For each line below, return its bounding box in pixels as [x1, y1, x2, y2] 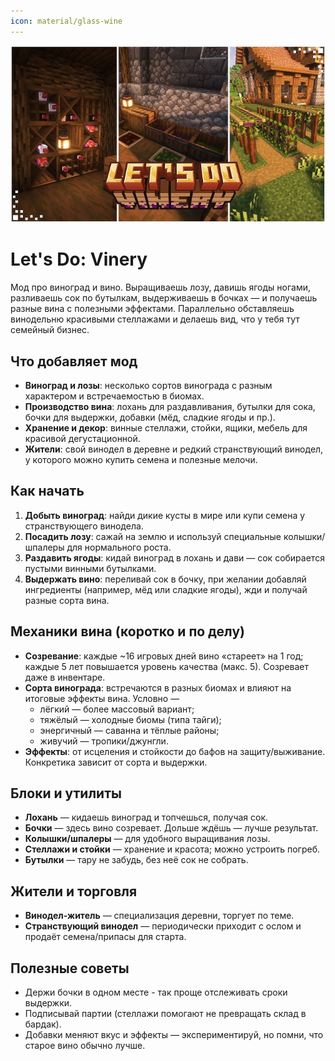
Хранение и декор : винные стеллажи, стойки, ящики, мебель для [24, 421, 308, 434]
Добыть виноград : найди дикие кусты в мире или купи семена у [24, 509, 306, 521]
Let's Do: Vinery [10, 248, 148, 271]
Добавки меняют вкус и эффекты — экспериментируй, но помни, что [24, 1029, 324, 1041]
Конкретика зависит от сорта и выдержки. [24, 756, 208, 768]
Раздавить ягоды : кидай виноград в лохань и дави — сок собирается [24, 551, 325, 564]
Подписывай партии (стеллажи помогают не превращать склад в [24, 1008, 307, 1020]
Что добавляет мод [10, 353, 138, 370]
